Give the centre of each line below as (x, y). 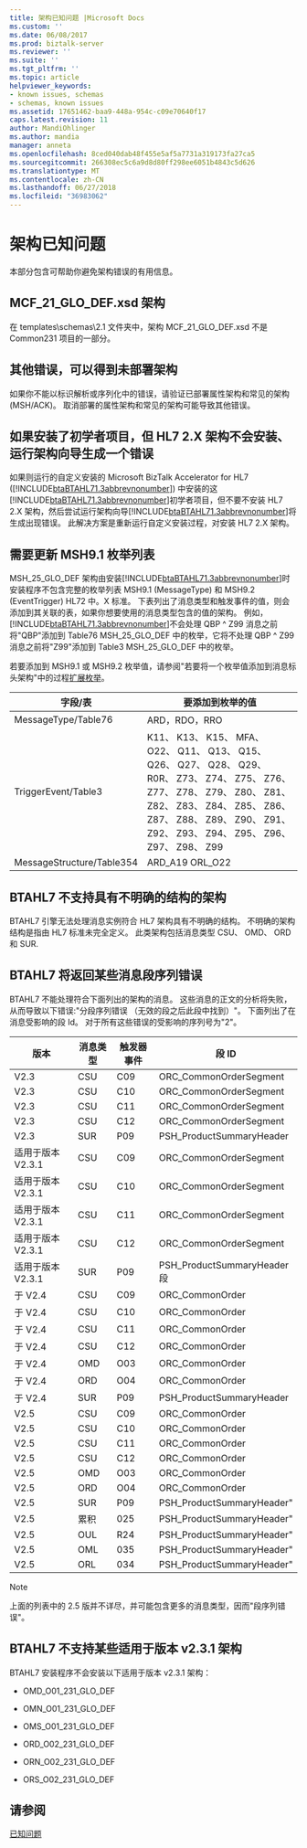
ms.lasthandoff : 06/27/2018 (63, 188)
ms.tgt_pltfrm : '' (44, 69)
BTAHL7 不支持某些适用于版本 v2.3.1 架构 (126, 1649)
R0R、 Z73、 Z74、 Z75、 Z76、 (219, 779)
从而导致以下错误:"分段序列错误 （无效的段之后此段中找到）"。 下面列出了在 (153, 1010)
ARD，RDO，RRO (185, 720)
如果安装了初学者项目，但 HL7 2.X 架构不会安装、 (149, 436)
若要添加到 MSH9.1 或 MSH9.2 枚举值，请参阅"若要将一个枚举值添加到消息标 (153, 666)
